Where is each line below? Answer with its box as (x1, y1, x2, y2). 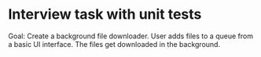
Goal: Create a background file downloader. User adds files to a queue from (8, 31, 254, 41)
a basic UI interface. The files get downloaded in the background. (8, 39, 221, 48)
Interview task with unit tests (8, 5, 202, 23)
